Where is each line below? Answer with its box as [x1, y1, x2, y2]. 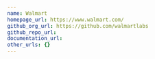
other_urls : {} [7, 41, 51, 48]
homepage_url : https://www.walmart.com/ [7, 16, 125, 23]
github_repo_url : [7, 28, 57, 36]
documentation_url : [7, 35, 63, 42]
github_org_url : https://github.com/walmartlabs [7, 22, 149, 29]
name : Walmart [7, 9, 48, 17]
